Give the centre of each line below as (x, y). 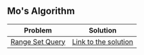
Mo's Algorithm (41, 11)
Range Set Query (38, 41)
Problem (38, 30)
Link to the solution (103, 41)
